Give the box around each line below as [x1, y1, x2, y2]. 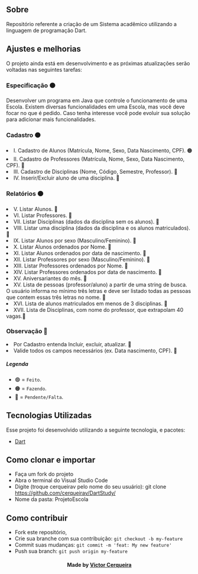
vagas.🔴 [6, 312, 26, 320]
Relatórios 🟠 [6, 190, 44, 198]
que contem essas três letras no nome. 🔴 [6, 294, 106, 301]
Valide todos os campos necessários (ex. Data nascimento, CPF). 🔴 [14, 347, 177, 354]
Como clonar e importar [6, 455, 96, 465]
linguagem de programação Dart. [6, 27, 87, 34]
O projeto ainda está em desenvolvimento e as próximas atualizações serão [6, 59, 190, 67]
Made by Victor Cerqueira [67, 561, 132, 568]
